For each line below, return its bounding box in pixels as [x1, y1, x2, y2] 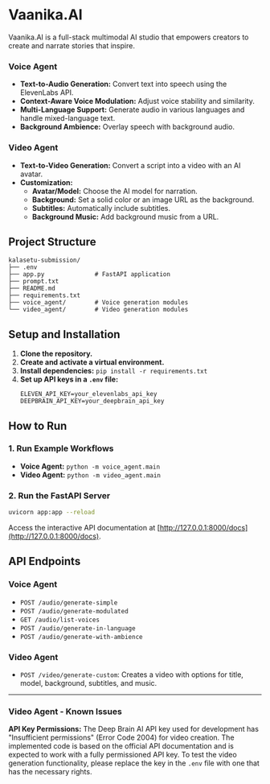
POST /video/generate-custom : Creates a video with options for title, [19, 670, 243, 679]
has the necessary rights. [8, 767, 92, 777]
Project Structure [8, 235, 96, 249]
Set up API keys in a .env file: [19, 374, 119, 384]
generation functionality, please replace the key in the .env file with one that [8, 758, 260, 768]
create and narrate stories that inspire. [8, 40, 135, 50]
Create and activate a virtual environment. [19, 357, 165, 367]
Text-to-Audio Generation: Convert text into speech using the [19, 79, 227, 89]
